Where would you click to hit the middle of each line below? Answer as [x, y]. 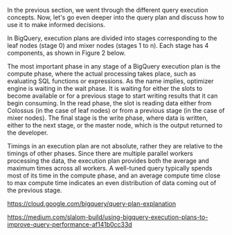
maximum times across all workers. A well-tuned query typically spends [110, 168]
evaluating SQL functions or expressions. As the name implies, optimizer [110, 81]
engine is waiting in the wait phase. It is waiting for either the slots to [105, 88]
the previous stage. [35, 190]
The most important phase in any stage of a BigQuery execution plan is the [114, 66]
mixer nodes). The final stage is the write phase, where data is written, [108, 118]
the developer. [28, 132]
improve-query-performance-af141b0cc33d [70, 224]
